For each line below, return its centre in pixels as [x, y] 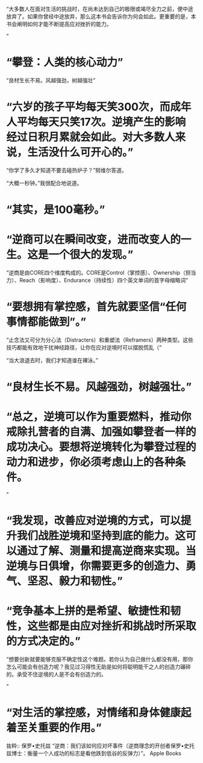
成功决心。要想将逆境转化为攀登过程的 [101, 447]
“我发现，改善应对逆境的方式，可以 [94, 521]
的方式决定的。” [43, 641]
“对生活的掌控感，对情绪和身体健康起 [99, 713]
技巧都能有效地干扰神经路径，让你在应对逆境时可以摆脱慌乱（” [84, 347]
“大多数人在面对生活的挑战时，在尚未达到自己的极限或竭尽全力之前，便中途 [100, 9]
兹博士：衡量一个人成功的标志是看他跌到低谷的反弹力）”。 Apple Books [94, 753]
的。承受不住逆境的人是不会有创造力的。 [56, 674]
